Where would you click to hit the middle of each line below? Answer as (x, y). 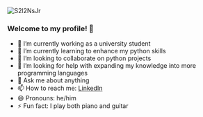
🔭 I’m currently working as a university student (84, 44)
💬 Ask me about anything (53, 80)
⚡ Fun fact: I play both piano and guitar (73, 106)
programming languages (52, 73)
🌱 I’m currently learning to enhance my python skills (91, 51)
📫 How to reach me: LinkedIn (60, 88)
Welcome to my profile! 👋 (50, 28)
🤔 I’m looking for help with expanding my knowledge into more (107, 66)
